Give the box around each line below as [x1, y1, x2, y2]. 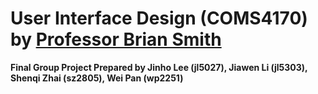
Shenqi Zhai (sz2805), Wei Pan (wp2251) [10, 72, 184, 84]
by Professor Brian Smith [10, 28, 222, 51]
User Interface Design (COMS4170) [10, 7, 308, 30]
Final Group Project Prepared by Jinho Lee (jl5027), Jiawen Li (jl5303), [10, 61, 308, 73]
